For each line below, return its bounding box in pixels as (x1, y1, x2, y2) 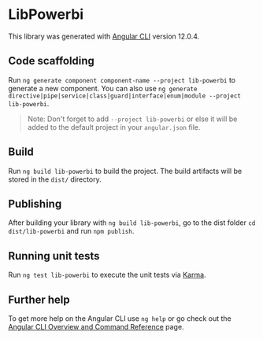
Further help (8, 293, 71, 306)
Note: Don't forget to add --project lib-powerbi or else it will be (27, 114, 238, 123)
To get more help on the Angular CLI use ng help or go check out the (8, 314, 232, 323)
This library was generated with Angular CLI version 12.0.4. (8, 31, 200, 41)
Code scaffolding (8, 54, 94, 68)
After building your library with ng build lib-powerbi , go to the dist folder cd (8, 218, 256, 227)
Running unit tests (8, 249, 100, 263)
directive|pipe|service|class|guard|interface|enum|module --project (8, 92, 242, 100)
